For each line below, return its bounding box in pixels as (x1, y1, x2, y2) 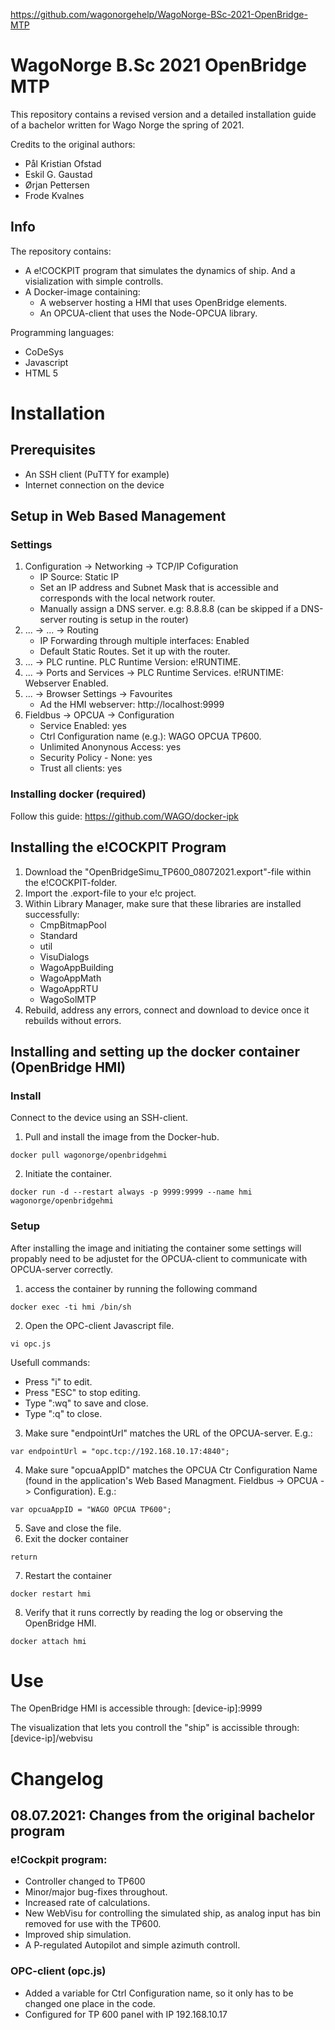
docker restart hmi (10, 1589, 92, 1599)
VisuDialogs (39, 950, 90, 963)
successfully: (24, 908, 80, 920)
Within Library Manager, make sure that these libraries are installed (24, 897, 302, 909)
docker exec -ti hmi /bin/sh (10, 1302, 132, 1312)
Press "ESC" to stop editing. (24, 1386, 141, 1398)
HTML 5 (24, 367, 59, 379)
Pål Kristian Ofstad (24, 157, 102, 169)
